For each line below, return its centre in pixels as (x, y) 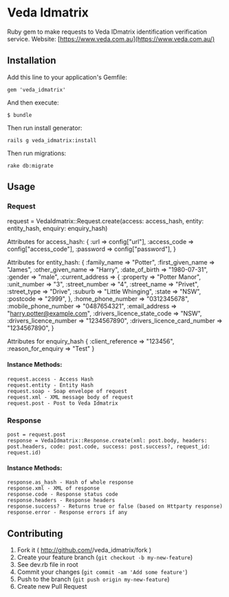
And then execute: (33, 102)
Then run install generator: (45, 128)
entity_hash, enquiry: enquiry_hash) (57, 229)
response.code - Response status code (63, 495)
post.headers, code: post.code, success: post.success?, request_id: (109, 447)
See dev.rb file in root (47, 564)
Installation (32, 61)
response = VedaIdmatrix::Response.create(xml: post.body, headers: (107, 440)
